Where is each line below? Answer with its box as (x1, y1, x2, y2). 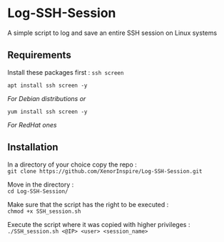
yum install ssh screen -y (7, 108, 88, 115)
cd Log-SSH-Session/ (7, 187, 69, 195)
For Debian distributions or (7, 94, 86, 102)
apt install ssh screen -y (7, 82, 88, 89)
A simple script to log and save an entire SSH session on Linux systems (7, 28, 218, 37)
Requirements (7, 49, 71, 61)
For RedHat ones (7, 120, 57, 129)
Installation (7, 141, 58, 154)
